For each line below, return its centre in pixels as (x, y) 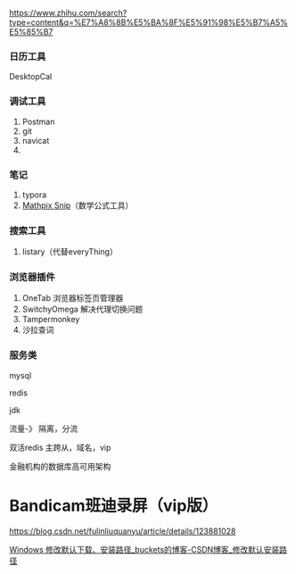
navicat (36, 140)
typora (34, 195)
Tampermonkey (51, 320)
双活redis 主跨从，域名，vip (60, 447)
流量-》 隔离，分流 (44, 428)
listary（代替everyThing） (70, 252)
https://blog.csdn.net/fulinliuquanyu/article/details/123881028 (123, 531)
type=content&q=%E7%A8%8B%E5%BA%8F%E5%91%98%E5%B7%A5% (148, 22)
